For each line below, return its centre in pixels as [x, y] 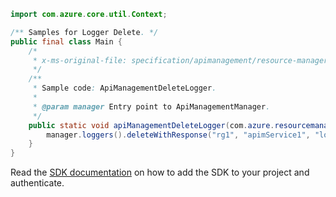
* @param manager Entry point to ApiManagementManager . [151, 106]
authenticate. [37, 183]
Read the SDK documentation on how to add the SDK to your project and [160, 172]
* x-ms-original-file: [80, 60]
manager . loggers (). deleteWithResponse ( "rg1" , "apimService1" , [178, 135]
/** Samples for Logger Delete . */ [84, 32]
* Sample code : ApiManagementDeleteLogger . [124, 88]
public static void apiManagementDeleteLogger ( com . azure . [151, 125]
